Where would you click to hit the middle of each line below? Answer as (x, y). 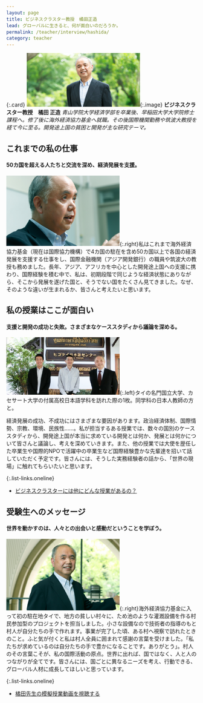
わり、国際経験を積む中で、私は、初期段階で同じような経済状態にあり (93, 274)
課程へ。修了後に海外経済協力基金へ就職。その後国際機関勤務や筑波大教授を (101, 120)
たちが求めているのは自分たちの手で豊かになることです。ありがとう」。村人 (100, 646)
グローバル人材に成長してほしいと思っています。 (67, 668)
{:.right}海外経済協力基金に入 (156, 608)
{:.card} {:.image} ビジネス (96, 105)
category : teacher (29, 38)
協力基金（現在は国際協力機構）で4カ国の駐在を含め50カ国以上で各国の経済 (101, 251)
